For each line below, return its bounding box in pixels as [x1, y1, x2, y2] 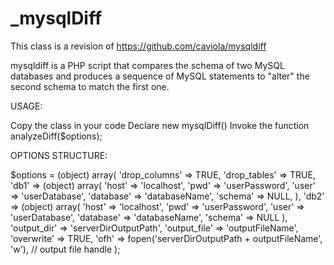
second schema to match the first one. [10, 80, 170, 92]
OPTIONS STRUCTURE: [10, 149, 108, 161]
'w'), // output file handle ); [10, 243, 121, 255]
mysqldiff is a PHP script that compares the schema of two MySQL [10, 59, 285, 71]
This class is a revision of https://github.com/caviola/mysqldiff [10, 40, 267, 52]
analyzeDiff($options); [10, 130, 103, 142]
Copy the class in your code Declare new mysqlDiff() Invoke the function [10, 119, 310, 131]
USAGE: [10, 100, 43, 112]
